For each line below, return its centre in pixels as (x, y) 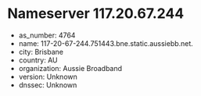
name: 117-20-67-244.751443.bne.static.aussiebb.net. (106, 43)
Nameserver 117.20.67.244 (96, 14)
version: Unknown (48, 76)
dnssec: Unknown (48, 85)
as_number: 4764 (47, 35)
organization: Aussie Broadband (70, 68)
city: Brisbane (41, 52)
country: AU (38, 60)
